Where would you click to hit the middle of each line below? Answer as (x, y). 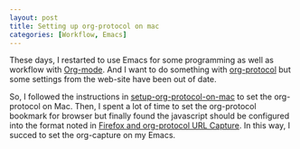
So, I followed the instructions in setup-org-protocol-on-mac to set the (141, 97)
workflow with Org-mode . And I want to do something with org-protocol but (150, 70)
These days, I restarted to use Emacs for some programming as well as (141, 61)
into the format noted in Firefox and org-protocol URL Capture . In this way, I (150, 126)
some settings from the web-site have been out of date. (113, 79)
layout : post (34, 18)
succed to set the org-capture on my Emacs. (93, 135)
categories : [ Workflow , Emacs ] (68, 34)
